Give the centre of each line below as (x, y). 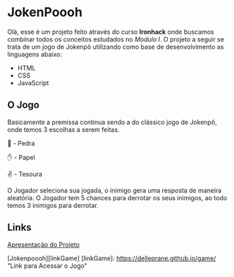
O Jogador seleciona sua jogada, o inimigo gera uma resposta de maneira (115, 190)
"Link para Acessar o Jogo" (48, 266)
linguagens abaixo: (35, 54)
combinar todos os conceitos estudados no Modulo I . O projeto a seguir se (116, 39)
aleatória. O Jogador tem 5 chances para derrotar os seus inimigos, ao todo (117, 197)
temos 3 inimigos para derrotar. (53, 205)
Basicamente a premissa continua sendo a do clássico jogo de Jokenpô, (112, 122)
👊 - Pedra (21, 143)
